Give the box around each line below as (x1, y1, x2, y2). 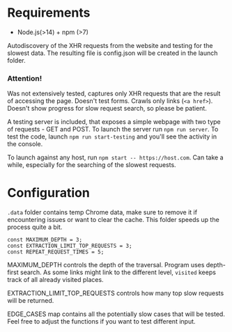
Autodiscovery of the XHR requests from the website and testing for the (7, 41, 213, 49)
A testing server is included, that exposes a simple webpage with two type (7, 118, 221, 126)
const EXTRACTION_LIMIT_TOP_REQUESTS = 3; (7, 242, 132, 250)
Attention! (7, 73, 42, 83)
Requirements (7, 5, 91, 21)
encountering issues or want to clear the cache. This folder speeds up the (7, 216, 219, 224)
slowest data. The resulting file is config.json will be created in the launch (7, 49, 218, 57)
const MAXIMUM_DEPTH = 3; (7, 237, 82, 244)
